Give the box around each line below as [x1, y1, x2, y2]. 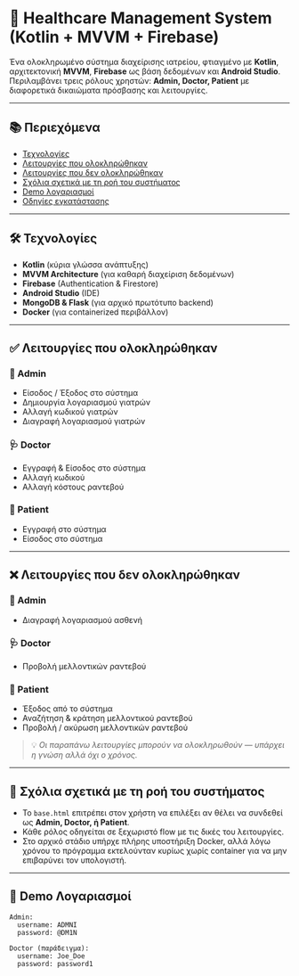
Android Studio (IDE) [21, 287, 101, 298]
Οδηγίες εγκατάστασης [21, 195, 109, 206]
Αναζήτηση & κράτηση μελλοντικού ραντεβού [21, 713, 193, 724]
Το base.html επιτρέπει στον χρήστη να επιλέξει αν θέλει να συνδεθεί [21, 807, 283, 818]
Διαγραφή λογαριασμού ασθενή [21, 614, 143, 625]
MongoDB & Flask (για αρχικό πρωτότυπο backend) [21, 297, 214, 308]
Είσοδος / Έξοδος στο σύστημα [21, 388, 139, 398]
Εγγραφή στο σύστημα [21, 523, 107, 534]
